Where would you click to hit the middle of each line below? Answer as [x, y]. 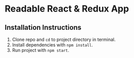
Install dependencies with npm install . [52, 45]
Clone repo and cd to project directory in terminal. [64, 39]
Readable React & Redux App [67, 9]
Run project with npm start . [40, 50]
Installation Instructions [43, 27]
